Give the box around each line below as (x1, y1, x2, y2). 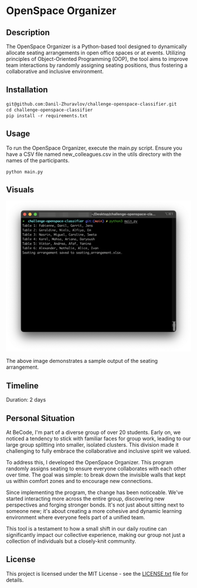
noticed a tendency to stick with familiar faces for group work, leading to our (6, 435, 191, 442)
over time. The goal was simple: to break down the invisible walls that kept (6, 471, 186, 478)
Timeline (6, 380, 39, 390)
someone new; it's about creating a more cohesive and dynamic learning (6, 508, 182, 515)
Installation (6, 85, 48, 95)
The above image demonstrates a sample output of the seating (6, 358, 158, 365)
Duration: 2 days (6, 396, 46, 403)
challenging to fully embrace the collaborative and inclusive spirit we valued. (6, 447, 191, 455)
